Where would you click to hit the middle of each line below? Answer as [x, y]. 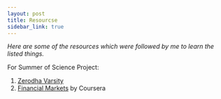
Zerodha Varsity [41, 81]
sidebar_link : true [36, 26]
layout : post [26, 14]
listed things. [26, 54]
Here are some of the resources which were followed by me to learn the [111, 47]
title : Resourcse [33, 20]
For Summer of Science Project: [53, 68]
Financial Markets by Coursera [62, 89]
